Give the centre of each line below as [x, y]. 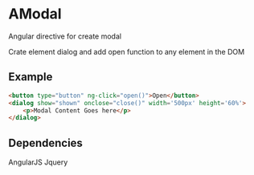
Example [31, 77]
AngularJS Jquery [38, 162]
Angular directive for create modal [65, 36]
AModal [35, 14]
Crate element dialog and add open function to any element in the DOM [127, 51]
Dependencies [45, 142]
